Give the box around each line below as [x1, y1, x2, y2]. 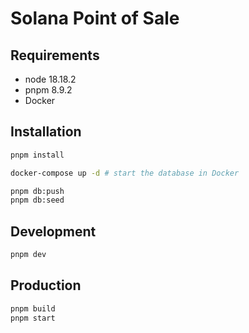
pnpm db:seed [10, 195, 65, 206]
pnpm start [10, 313, 56, 323]
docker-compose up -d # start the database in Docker [10, 168, 240, 178]
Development [10, 223, 97, 240]
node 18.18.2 [24, 73, 77, 85]
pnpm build [10, 303, 56, 314]
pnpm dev [10, 250, 47, 260]
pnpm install [10, 150, 65, 160]
